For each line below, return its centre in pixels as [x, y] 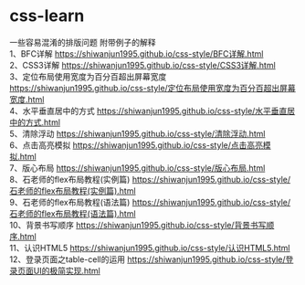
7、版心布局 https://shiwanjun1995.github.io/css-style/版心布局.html [137, 168]
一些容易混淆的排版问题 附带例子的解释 [83, 42]
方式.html [43, 122]
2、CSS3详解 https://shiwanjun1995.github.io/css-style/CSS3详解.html [142, 65]
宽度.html [27, 99]
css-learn [47, 16]
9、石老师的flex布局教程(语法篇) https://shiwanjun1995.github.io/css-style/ [150, 202]
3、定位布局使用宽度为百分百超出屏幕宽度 [88, 76]
